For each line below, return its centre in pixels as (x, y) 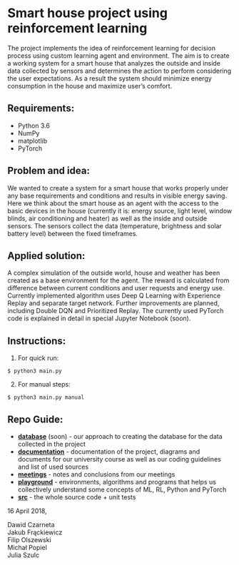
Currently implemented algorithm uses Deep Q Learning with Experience (114, 296)
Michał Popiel (27, 548)
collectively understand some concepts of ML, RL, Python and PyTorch (122, 489)
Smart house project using (87, 13)
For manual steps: (44, 385)
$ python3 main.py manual (46, 397)
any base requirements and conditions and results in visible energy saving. (117, 195)
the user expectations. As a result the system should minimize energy (110, 78)
